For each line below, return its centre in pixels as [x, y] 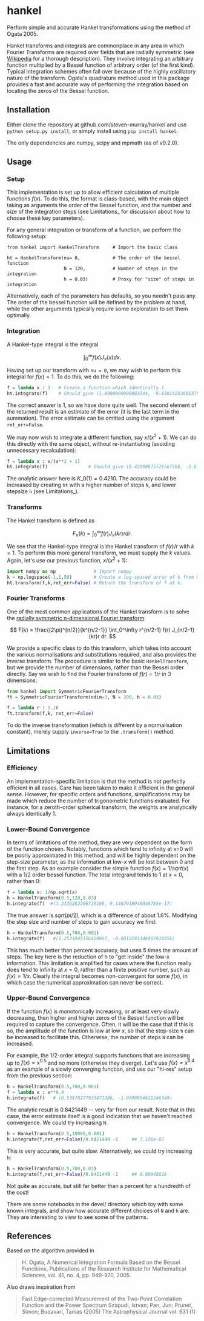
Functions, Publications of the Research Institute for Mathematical [104, 1269]
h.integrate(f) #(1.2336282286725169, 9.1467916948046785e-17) [90, 903]
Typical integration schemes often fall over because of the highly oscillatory [101, 71]
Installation [28, 110]
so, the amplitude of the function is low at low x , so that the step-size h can [100, 1031]
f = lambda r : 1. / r [33, 708]
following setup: [27, 236]
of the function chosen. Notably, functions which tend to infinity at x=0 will [100, 849]
